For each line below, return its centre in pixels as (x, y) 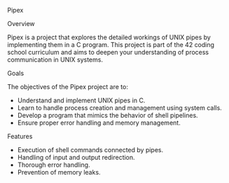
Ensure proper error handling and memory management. (99, 123)
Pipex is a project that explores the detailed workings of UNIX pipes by (109, 37)
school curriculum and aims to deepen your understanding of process (108, 52)
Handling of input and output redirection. (76, 157)
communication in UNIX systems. (55, 60)
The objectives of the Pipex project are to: (68, 87)
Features (20, 136)
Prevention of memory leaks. (59, 172)
